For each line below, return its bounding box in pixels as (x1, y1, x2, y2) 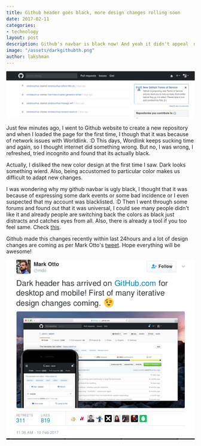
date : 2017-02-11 (6, 16, 50, 22)
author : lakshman (6, 54, 50, 60)
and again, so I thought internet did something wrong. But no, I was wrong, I (6, 143, 193, 150)
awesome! (6, 248, 32, 255)
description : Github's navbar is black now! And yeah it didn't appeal (6, 41, 188, 47)
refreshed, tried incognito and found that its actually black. (6, 150, 151, 157)
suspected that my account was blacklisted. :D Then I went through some (6, 198, 187, 205)
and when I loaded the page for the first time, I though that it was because (6, 131, 189, 138)
